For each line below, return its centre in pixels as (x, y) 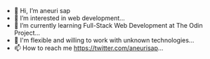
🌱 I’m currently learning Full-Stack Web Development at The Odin (109, 25)
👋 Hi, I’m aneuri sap (42, 11)
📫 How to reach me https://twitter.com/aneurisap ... (88, 48)
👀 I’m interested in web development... (69, 18)
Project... (27, 33)
